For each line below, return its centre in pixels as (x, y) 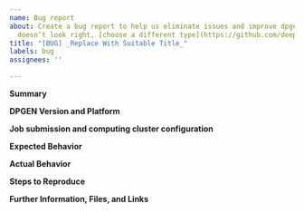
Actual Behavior (40, 164)
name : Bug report (42, 18)
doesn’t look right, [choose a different (97, 34)
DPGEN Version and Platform (65, 111)
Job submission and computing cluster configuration (112, 129)
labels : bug (32, 52)
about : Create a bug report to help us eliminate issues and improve (143, 26)
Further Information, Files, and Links (79, 199)
